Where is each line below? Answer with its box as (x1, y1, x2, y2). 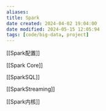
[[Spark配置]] (6, 50, 40, 57)
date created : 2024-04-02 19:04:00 (6, 20, 97, 26)
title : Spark (6, 15, 40, 21)
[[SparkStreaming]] (6, 85, 55, 93)
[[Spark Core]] (6, 62, 43, 69)
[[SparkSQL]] (6, 74, 40, 81)
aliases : (6, 9, 29, 15)
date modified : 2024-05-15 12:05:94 (6, 26, 100, 33)
